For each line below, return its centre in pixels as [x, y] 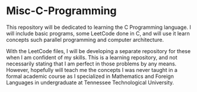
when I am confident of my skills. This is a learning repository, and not [92, 57]
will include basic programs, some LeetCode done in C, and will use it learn [98, 33]
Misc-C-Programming [61, 11]
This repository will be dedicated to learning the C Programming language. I [99, 27]
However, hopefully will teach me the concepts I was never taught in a [92, 70]
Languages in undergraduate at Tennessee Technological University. [90, 82]
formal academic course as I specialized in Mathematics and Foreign [90, 76]
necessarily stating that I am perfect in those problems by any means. [91, 64]
